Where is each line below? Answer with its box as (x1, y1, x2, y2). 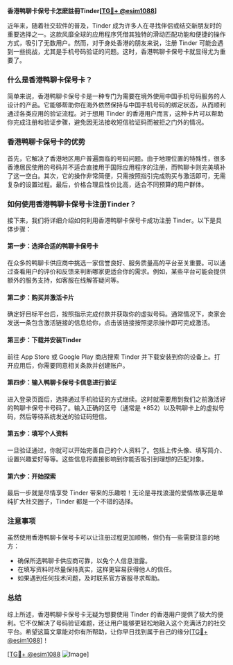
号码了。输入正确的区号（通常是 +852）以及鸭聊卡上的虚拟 (49, 403, 218, 411)
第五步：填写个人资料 (7, 429, 68, 438)
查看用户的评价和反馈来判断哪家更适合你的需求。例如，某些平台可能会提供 (12, 267, 226, 276)
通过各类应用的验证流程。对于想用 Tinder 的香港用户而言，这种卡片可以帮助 (7, 109, 224, 118)
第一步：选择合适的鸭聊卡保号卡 (7, 242, 98, 250)
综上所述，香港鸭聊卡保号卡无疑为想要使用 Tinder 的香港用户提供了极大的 (7, 610, 218, 619)
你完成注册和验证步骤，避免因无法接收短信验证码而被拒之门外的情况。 (7, 118, 208, 127)
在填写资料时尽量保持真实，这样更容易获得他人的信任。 (17, 565, 175, 574)
